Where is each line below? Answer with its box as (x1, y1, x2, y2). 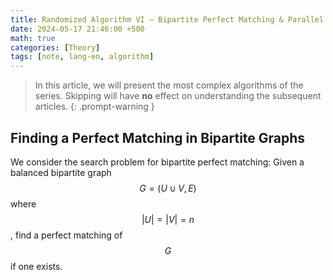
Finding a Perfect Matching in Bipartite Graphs (10, 129, 306, 146)
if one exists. (10, 260, 63, 272)
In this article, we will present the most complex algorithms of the (34, 79, 304, 91)
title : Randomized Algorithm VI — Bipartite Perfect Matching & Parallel (10, 14, 325, 25)
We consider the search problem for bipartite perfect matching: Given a (10, 156, 305, 168)
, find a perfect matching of (10, 229, 123, 241)
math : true (10, 33, 56, 43)
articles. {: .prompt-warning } (34, 101, 155, 113)
